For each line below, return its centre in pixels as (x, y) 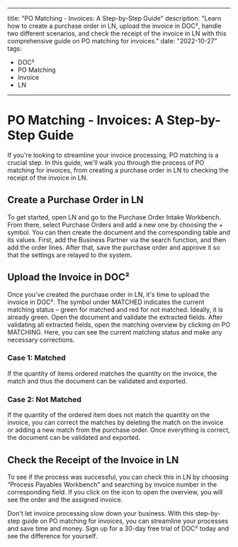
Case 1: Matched (36, 358)
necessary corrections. (41, 340)
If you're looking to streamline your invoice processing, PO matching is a (113, 155)
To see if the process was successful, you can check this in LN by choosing (118, 477)
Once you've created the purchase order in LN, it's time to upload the (109, 294)
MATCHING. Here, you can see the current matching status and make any (115, 332)
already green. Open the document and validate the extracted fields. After (115, 317)
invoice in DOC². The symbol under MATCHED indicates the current (106, 302)
